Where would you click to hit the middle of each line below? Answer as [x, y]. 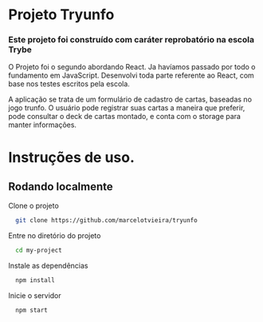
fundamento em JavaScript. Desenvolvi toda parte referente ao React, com [131, 76]
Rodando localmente [61, 187]
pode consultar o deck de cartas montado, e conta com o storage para [125, 117]
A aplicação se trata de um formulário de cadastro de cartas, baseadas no [130, 99]
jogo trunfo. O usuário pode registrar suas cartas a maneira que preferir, [127, 108]
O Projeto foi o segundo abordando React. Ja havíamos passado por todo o [132, 67]
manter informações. [43, 125]
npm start [31, 310]
